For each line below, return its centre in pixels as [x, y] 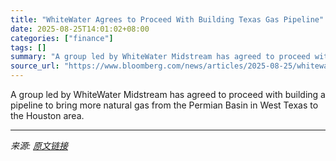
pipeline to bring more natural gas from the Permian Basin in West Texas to [164, 105]
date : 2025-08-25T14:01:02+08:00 [80, 29]
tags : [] [28, 47]
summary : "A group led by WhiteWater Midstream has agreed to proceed [160, 57]
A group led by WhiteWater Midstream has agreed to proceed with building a [168, 94]
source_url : [35, 66]
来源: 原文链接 [39, 145]
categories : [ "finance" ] [62, 38]
